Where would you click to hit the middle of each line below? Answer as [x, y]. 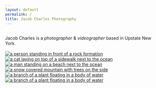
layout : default [22, 10]
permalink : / [19, 14]
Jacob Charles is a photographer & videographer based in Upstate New [78, 38]
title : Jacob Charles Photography [41, 19]
